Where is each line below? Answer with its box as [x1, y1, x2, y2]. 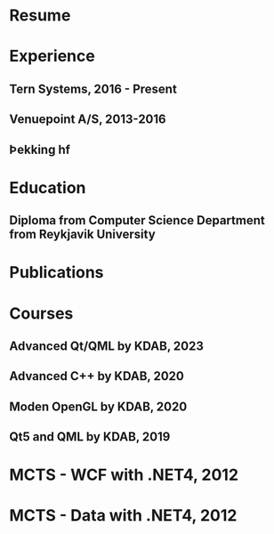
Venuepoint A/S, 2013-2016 [9, 112, 166, 127]
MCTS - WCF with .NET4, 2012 [9, 465, 238, 485]
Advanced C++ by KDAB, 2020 [9, 368, 184, 384]
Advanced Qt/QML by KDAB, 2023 [9, 338, 205, 353]
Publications [9, 263, 104, 283]
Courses [9, 303, 74, 323]
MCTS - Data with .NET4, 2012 [9, 506, 238, 526]
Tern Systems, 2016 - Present [9, 81, 178, 96]
